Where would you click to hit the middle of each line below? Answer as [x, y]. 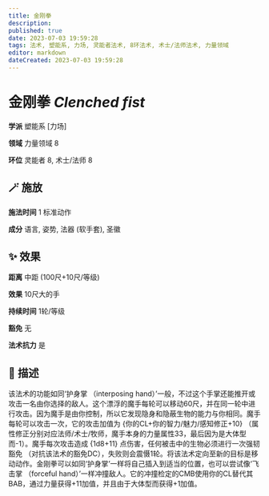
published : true [35, 30]
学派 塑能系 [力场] [38, 126]
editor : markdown [37, 53]
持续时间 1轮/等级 [37, 311]
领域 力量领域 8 [34, 143]
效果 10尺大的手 [34, 294]
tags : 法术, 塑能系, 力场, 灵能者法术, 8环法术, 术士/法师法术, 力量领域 [119, 46]
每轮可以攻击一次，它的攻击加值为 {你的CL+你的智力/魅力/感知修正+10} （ [130, 424]
